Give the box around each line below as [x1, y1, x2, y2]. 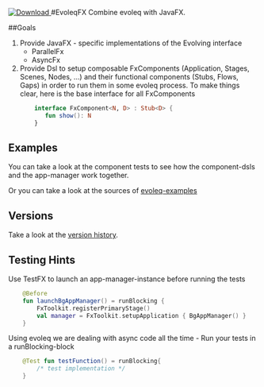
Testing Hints [8, 253, 76, 266]
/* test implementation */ [36, 365, 126, 373]
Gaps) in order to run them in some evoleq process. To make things [19, 80, 240, 90]
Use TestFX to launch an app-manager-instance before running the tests [8, 274, 246, 284]
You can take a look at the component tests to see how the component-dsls [8, 162, 255, 172]
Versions [8, 209, 54, 223]
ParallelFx [31, 47, 64, 56]
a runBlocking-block [8, 342, 75, 351]
